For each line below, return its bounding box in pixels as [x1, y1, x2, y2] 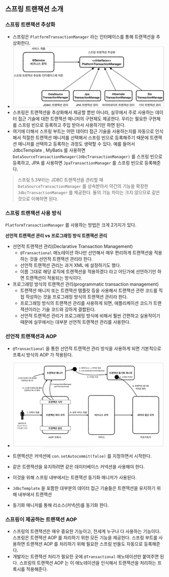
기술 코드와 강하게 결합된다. [41, 307, 96, 313]
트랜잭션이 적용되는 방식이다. [25, 275, 82, 281]
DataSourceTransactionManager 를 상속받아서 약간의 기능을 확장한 [17, 183, 149, 189]
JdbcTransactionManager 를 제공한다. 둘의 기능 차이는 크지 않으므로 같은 [17, 189, 160, 195]
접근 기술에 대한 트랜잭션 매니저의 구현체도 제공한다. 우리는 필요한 [18, 116, 147, 122]
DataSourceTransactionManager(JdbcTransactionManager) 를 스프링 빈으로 [12, 153, 163, 159]
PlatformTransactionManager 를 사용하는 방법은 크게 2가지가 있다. [5, 222, 137, 228]
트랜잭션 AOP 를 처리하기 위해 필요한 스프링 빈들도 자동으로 [26, 541, 143, 547]
